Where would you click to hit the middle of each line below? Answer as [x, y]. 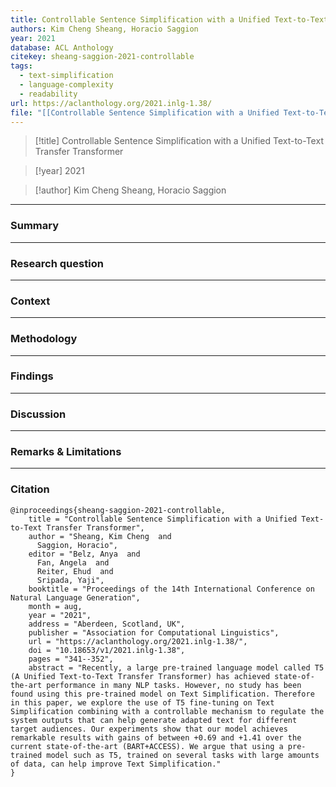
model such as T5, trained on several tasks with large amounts [183, 755]
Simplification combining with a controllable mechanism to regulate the [167, 711]
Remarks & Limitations [66, 452]
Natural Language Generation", [75, 597]
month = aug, [55, 606]
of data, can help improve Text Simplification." [116, 764]
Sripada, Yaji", [70, 580]
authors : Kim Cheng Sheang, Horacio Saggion [104, 29]
